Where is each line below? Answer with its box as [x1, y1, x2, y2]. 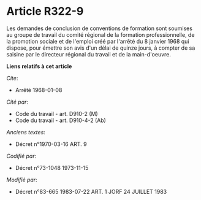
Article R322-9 [6, 4, 84, 18]
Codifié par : [6, 152, 37, 160]
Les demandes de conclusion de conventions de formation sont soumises [6, 25, 193, 32]
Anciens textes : [6, 128, 46, 136]
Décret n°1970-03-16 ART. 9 [15, 140, 87, 148]
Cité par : [6, 98, 29, 106]
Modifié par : [6, 176, 38, 183]
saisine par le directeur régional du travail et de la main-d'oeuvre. [6, 50, 172, 58]
